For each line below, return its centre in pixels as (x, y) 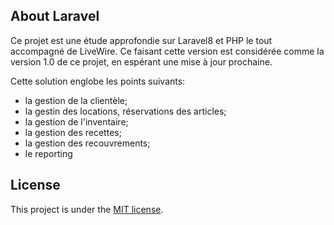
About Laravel (55, 16)
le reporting (48, 153)
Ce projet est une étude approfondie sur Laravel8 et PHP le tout (141, 40)
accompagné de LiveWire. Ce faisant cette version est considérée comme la (167, 51)
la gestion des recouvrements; (87, 143)
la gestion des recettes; (73, 132)
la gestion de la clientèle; (76, 100)
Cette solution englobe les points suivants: (98, 81)
